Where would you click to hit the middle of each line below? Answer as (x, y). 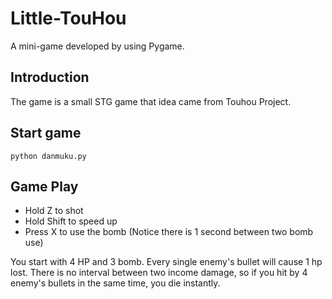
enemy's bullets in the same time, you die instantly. (115, 283)
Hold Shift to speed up (71, 221)
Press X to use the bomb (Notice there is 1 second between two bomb (169, 232)
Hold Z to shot (54, 211)
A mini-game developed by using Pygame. (97, 46)
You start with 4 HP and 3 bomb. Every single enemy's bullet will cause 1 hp (166, 262)
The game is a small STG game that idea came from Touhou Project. (151, 101)
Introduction (50, 77)
